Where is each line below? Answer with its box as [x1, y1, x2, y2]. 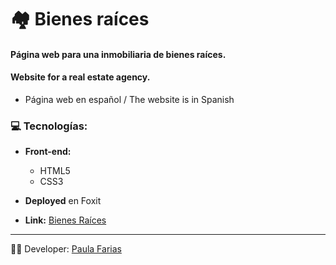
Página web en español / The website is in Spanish [24, 93, 235, 105]
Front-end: [24, 146, 72, 158]
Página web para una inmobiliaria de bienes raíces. [10, 48, 227, 60]
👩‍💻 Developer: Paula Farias [10, 243, 122, 255]
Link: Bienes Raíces [24, 214, 107, 226]
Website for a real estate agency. [10, 71, 151, 83]
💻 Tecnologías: [10, 119, 88, 133]
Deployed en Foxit [24, 195, 102, 207]
